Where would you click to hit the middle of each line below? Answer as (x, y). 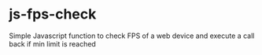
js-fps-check (53, 14)
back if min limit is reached (53, 43)
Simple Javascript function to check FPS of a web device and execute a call (132, 36)
